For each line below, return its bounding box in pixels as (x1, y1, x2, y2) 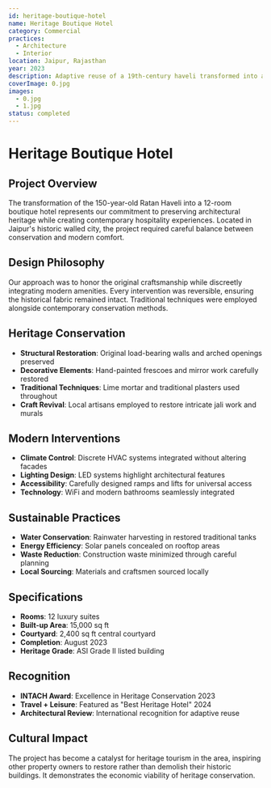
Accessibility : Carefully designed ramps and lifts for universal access (19, 479, 252, 489)
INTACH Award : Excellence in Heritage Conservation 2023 (19, 691, 216, 701)
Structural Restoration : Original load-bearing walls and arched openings (19, 348, 262, 358)
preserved (19, 357, 55, 366)
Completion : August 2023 (19, 638, 107, 647)
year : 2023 (8, 65, 45, 73)
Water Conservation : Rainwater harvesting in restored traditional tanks (19, 532, 256, 542)
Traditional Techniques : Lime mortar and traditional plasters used (19, 382, 240, 392)
